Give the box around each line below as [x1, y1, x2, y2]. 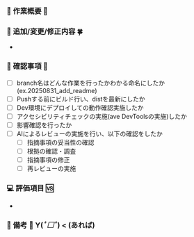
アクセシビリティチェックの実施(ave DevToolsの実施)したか [16, 112, 187, 120]
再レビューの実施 [26, 165, 76, 173]
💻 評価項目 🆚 [6, 183, 54, 193]
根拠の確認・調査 [26, 147, 76, 155]
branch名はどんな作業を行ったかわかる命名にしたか [16, 79, 165, 87]
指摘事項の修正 [26, 156, 70, 164]
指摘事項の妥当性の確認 [26, 138, 95, 147]
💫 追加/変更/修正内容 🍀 [6, 26, 83, 36]
